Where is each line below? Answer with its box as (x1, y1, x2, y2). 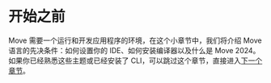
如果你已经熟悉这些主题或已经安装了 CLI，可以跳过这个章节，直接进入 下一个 (8, 56, 263, 65)
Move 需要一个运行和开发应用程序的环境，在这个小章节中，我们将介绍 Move (8, 35, 262, 45)
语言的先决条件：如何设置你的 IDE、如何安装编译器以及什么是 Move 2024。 (8, 45, 260, 55)
